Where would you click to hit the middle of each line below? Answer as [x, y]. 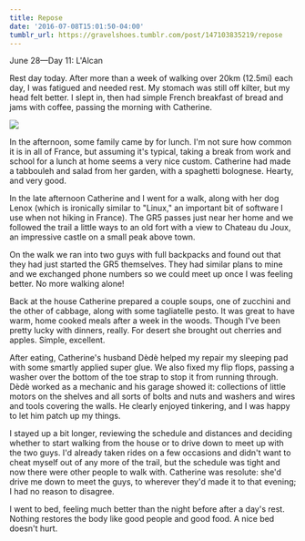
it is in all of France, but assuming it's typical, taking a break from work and [150, 152]
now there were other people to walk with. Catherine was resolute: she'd [146, 472]
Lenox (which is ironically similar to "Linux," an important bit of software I [147, 208]
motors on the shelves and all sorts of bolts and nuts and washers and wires [152, 396]
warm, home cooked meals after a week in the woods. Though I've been [145, 321]
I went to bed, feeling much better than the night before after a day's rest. [147, 509]
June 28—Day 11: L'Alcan [56, 61]
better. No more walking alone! [67, 284]
